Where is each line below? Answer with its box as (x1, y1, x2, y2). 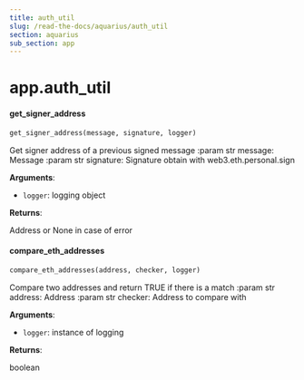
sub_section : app (9, 38, 75, 48)
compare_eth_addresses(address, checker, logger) (9, 265, 201, 275)
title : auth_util (9, 13, 75, 23)
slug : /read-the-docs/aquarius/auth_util (9, 22, 169, 31)
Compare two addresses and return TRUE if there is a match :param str (9, 282, 275, 293)
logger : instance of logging (22, 326, 124, 337)
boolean (9, 362, 41, 373)
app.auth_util (9, 78, 112, 98)
